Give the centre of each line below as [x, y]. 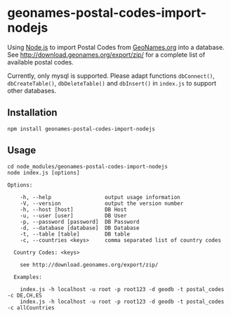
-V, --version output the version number [102, 203]
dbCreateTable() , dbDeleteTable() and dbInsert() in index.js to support [112, 83]
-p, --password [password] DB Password [80, 222]
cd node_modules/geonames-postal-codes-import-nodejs [88, 166]
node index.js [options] [44, 173]
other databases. [32, 90]
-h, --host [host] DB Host [74, 209]
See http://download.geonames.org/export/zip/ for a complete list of [106, 55]
